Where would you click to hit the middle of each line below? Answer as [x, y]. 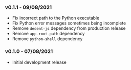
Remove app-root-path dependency [48, 34]
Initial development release [39, 62]
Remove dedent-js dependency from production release [69, 28]
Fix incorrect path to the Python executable [56, 18]
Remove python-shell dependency [47, 39]
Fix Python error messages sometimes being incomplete [69, 23]
